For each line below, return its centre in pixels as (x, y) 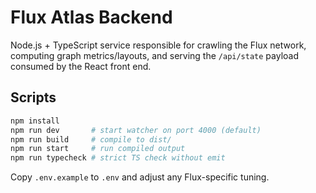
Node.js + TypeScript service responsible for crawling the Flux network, (158, 45)
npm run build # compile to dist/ (91, 139)
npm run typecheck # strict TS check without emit (118, 158)
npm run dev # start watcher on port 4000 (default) (136, 130)
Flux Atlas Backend (91, 17)
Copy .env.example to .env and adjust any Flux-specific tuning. (140, 177)
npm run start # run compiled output (98, 149)
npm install (35, 121)
